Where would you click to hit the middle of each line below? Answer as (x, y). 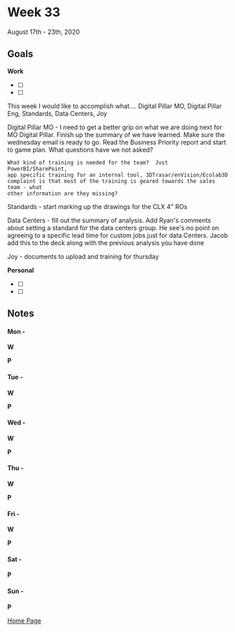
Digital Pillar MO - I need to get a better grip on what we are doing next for (115, 127)
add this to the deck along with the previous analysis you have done (106, 243)
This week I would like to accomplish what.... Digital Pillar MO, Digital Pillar (115, 106)
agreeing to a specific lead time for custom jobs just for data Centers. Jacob (118, 235)
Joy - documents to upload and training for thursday (83, 256)
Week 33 (34, 12)
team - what (25, 187)
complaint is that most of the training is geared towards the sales (112, 181)
